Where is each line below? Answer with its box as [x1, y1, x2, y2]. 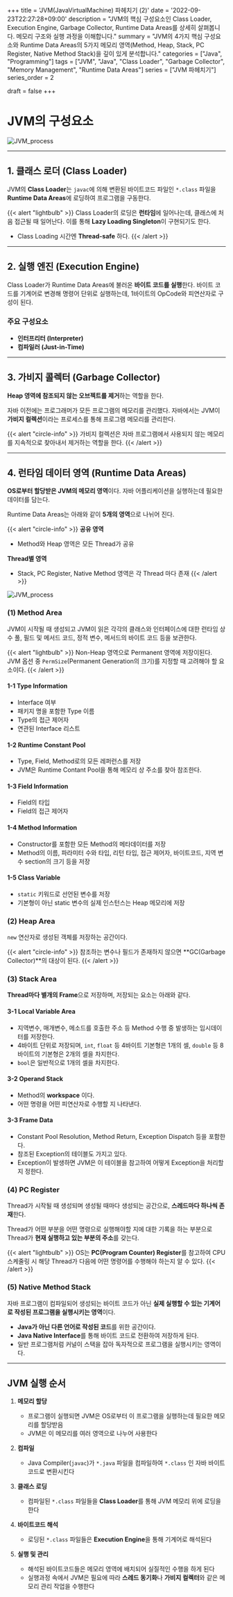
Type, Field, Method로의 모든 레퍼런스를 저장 [17, 757, 141, 765]
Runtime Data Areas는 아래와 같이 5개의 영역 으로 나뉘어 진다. [7, 510, 175, 519]
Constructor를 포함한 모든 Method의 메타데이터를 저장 [17, 840, 166, 848]
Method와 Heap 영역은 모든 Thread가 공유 [17, 540, 135, 548]
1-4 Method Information [7, 823, 78, 832]
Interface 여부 [17, 698, 57, 706]
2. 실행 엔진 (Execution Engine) [7, 261, 140, 273]
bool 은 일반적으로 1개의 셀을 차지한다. [17, 1058, 120, 1067]
